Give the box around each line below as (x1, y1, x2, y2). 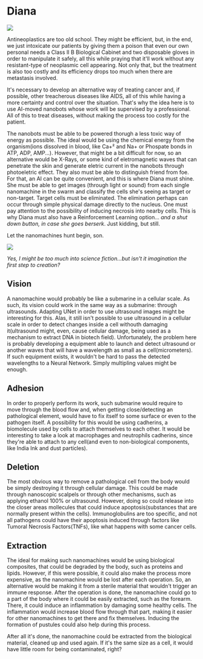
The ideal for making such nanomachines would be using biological (7, 557, 175, 564)
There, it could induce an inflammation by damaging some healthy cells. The (7, 601, 197, 609)
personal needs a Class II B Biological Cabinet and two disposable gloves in (7, 48, 195, 56)
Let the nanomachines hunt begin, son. (7, 231, 105, 239)
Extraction (7, 540, 47, 551)
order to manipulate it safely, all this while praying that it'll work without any (7, 55, 195, 62)
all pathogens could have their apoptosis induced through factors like (7, 517, 180, 524)
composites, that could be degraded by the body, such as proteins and (7, 563, 183, 571)
